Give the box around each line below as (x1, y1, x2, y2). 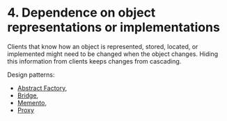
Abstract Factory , (17, 84, 68, 92)
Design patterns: (7, 71, 55, 79)
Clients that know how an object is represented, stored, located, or (7, 42, 198, 50)
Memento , (17, 98, 47, 106)
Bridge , (17, 91, 39, 100)
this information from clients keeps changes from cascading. (7, 57, 182, 65)
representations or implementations (7, 19, 221, 35)
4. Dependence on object (7, 5, 156, 21)
